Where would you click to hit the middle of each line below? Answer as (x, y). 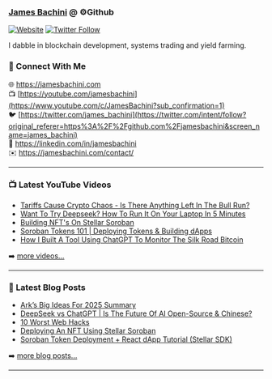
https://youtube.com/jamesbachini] (79, 94)
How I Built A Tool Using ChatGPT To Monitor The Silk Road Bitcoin (132, 239)
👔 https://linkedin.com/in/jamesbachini (72, 143)
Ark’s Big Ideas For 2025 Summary (78, 305)
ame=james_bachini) (43, 134)
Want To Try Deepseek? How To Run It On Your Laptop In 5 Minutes (133, 214)
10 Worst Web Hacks (55, 322)
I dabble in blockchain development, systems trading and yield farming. (127, 45)
